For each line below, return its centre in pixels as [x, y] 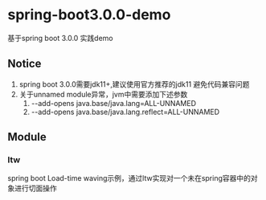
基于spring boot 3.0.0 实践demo [60, 38]
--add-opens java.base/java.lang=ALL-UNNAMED [114, 103]
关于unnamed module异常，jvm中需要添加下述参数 [103, 94]
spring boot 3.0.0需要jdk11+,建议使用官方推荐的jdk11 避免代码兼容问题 [134, 84]
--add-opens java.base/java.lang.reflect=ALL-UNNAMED [125, 112]
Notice [25, 64]
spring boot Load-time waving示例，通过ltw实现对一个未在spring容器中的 [129, 178]
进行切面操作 [35, 188]
